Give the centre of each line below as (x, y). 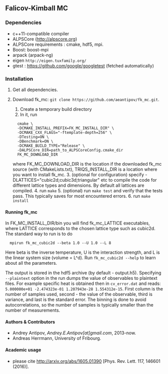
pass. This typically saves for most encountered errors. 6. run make (81, 196)
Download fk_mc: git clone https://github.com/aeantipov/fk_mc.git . (86, 99)
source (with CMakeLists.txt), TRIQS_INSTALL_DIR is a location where (85, 169)
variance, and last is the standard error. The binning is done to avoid (76, 300)
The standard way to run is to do (39, 234)
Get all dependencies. (35, 90)
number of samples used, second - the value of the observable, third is (79, 294)
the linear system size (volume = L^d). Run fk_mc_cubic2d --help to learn (80, 258)
